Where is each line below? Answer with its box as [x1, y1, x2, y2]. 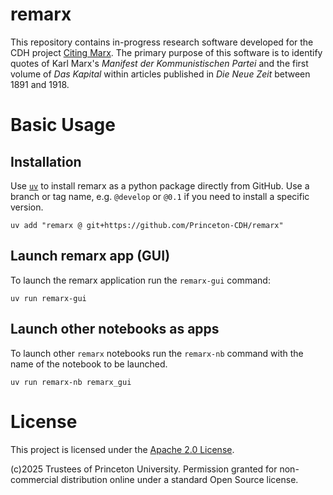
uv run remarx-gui [10, 293, 87, 303]
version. [10, 201, 44, 213]
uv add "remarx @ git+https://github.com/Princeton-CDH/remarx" [10, 220, 284, 230]
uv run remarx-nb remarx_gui [10, 377, 132, 387]
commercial [10, 473, 59, 485]
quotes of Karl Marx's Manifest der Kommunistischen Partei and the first [10, 57, 309, 69]
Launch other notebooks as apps [10, 321, 220, 338]
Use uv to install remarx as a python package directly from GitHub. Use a [10, 179, 310, 192]
